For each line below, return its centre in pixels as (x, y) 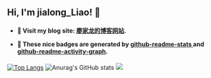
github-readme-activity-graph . (62, 51)
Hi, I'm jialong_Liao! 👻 (54, 13)
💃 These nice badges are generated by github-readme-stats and (110, 44)
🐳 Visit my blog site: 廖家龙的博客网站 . (72, 31)
